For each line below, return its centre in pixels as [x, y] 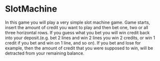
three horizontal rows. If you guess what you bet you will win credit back [77, 32]
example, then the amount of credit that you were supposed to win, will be [79, 48]
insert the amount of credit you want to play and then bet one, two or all [77, 27]
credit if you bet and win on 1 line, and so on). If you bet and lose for [73, 43]
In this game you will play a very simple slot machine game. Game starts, [78, 22]
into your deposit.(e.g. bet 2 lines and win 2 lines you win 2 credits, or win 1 [80, 38]
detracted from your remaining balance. [45, 53]
